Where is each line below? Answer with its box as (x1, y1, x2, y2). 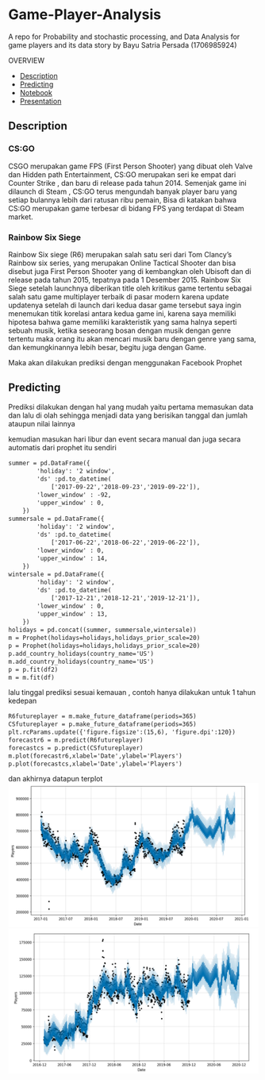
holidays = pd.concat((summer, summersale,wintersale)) (8, 626, 197, 634)
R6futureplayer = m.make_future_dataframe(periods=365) (8, 712, 197, 720)
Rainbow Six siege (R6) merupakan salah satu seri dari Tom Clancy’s (8, 249, 232, 259)
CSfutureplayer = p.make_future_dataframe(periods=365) (8, 720, 197, 728)
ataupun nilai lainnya (8, 418, 75, 428)
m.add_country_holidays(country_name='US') (8, 658, 155, 665)
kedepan (8, 696, 37, 705)
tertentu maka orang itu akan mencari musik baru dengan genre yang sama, (8, 334, 256, 343)
